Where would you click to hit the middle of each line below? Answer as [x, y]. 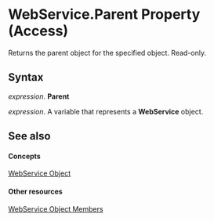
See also [29, 136]
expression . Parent [39, 96]
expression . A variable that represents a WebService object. [106, 111]
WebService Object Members [56, 208]
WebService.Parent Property [104, 14]
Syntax [26, 77]
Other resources [35, 191]
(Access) [38, 31]
